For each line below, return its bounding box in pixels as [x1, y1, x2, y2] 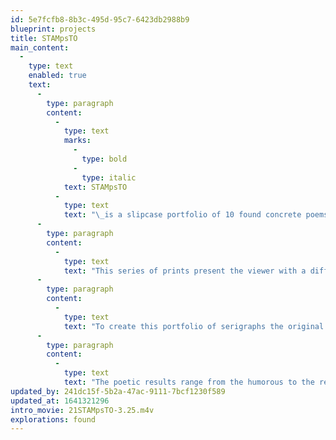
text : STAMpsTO [63, 182, 128, 192]
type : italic [81, 172, 137, 183]
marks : [63, 136, 92, 146]
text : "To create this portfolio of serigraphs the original [63, 321, 325, 331]
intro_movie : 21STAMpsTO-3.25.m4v [10, 405, 155, 415]
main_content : [10, 42, 70, 53]
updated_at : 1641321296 [10, 396, 110, 406]
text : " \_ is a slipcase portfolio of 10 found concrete [63, 210, 302, 220]
